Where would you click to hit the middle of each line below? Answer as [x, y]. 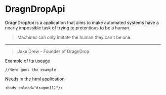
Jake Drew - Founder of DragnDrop [53, 51]
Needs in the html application [35, 79]
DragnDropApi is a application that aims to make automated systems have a [82, 23]
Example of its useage [28, 61]
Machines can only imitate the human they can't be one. [74, 37]
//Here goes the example [31, 70]
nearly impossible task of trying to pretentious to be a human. [68, 27]
